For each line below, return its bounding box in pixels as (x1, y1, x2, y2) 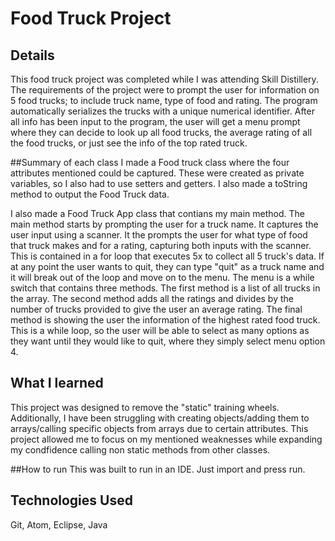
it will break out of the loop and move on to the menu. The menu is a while (10, 272, 315, 283)
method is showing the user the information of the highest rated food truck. (10, 314, 321, 326)
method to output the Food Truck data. (10, 188, 170, 200)
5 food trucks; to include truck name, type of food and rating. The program (10, 95, 318, 106)
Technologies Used (10, 492, 133, 509)
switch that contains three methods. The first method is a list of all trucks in (10, 282, 321, 294)
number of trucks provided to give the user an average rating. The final (10, 303, 303, 315)
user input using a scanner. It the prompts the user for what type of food (10, 229, 308, 241)
